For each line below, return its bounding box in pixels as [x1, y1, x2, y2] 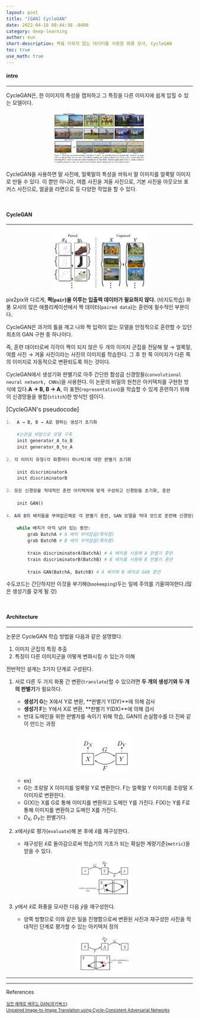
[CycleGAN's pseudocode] [6, 406, 79, 413]
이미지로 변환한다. [23, 792, 65, 799]
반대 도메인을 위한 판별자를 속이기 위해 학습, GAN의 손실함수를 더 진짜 [23, 712, 185, 719]
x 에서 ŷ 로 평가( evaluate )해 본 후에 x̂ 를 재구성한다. [14, 828, 129, 835]
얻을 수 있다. [23, 847, 52, 855]
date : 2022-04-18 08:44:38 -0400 [6, 22, 89, 28]
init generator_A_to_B [17, 438, 73, 444]
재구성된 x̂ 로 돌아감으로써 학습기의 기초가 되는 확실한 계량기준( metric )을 [23, 840, 191, 847]
